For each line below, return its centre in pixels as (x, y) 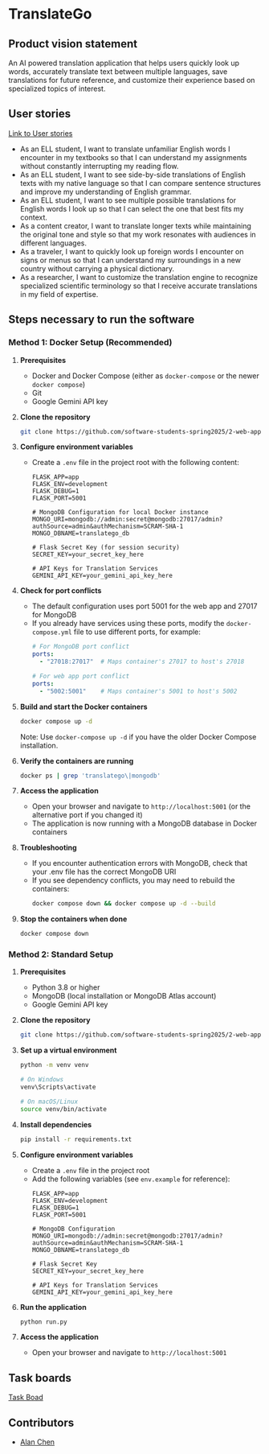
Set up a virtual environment (68, 1050)
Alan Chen (37, 1442)
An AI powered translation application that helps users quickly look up (124, 63)
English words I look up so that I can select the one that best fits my (132, 208)
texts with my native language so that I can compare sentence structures (141, 183)
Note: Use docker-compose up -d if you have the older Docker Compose (138, 736)
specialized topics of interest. (57, 89)
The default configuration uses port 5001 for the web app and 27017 (145, 606)
